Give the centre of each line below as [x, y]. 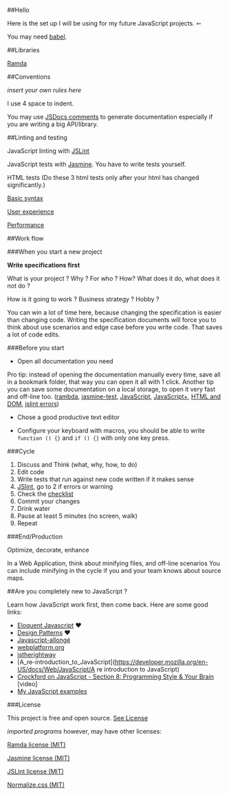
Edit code [31, 472]
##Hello [18, 10]
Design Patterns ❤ [44, 633]
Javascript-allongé [44, 640]
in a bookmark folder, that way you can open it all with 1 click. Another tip [111, 382]
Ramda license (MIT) [36, 745]
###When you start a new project [55, 252]
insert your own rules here [44, 90]
